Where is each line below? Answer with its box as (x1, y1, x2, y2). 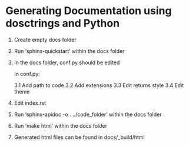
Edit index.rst (14, 99, 47, 107)
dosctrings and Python (5, 16, 120, 30)
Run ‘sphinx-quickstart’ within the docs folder (14, 47, 125, 54)
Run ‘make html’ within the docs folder (14, 122, 107, 129)
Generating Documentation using (5, 4, 172, 18)
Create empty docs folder (14, 36, 77, 43)
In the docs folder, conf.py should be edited (14, 59, 120, 66)
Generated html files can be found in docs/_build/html (14, 134, 145, 141)
